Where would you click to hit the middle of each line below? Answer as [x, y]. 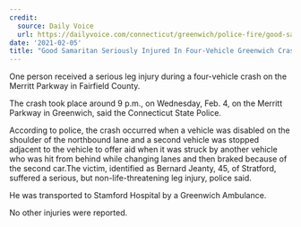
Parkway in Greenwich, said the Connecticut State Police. [116, 113]
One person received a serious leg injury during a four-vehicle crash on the [148, 76]
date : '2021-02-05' [46, 43]
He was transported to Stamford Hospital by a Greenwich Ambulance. [138, 196]
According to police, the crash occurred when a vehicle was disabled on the [150, 130]
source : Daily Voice [56, 26]
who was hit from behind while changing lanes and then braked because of [148, 159]
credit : [24, 17]
